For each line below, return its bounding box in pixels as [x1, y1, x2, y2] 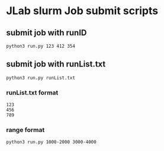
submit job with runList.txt [6, 59, 106, 69]
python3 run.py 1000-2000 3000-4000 [6, 139, 97, 145]
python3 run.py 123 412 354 [6, 43, 76, 49]
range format [6, 126, 45, 134]
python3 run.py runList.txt [6, 75, 76, 81]
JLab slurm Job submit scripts [6, 4, 159, 18]
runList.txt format [6, 88, 59, 97]
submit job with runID [6, 28, 87, 38]
